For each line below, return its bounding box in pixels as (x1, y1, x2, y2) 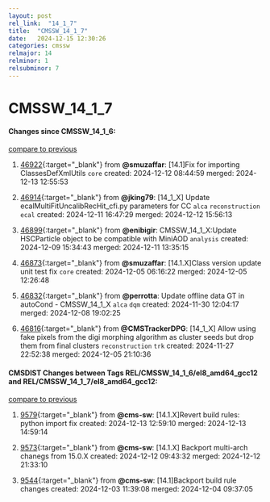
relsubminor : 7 (8, 65, 60, 73)
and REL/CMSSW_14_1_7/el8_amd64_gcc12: (8, 376, 158, 386)
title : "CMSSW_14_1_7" (8, 27, 89, 35)
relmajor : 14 (8, 49, 52, 57)
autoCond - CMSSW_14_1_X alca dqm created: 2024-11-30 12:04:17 (19, 299, 239, 309)
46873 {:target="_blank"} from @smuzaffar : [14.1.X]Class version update (19, 258, 262, 268)
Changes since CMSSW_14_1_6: (8, 126, 116, 136)
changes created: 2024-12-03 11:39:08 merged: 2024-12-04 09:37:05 (19, 484, 254, 494)
